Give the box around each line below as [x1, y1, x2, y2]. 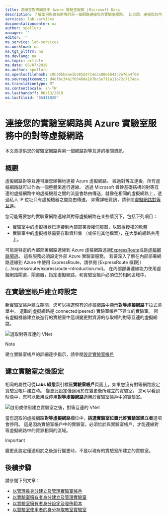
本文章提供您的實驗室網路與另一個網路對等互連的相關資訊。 [5, 148, 127, 154]
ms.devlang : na [5, 53, 37, 59]
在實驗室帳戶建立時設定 [5, 288, 77, 296]
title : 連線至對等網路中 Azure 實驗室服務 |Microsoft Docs [5, 7, 120, 12]
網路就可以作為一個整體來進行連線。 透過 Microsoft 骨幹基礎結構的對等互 [9, 184, 159, 190]
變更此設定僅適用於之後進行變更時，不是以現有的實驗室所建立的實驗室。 [5, 447, 153, 453]
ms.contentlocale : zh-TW [5, 86, 57, 91]
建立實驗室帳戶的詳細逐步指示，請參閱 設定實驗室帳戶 [5, 351, 114, 357]
